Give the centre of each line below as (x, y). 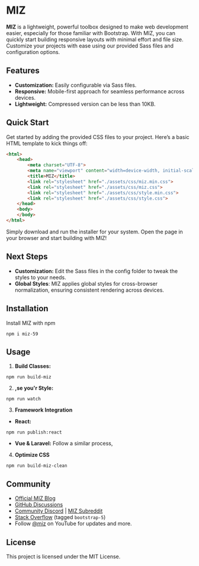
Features (23, 71)
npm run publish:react (34, 432)
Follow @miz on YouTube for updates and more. (73, 524)
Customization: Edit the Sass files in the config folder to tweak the (96, 271)
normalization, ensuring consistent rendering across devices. (89, 290)
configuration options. (33, 52)
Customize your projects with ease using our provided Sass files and (90, 46)
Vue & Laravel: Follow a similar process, (64, 444)
